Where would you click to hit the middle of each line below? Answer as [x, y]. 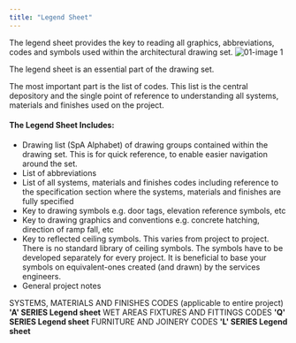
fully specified [48, 201]
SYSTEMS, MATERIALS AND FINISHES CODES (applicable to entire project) [147, 302]
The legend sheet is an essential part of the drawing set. [112, 69]
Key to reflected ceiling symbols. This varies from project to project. [145, 239]
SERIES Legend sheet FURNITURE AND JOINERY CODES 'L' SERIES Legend [148, 321]
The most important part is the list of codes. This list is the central [129, 86]
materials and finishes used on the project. [87, 105]
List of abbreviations [59, 172]
